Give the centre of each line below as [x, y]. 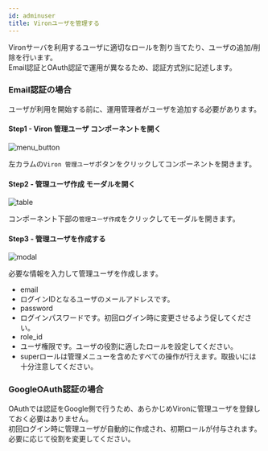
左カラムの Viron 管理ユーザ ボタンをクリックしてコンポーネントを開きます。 [132, 164]
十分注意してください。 [59, 367]
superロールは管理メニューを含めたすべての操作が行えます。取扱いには [138, 357]
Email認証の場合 [40, 90]
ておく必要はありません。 [51, 418]
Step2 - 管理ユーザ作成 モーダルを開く [72, 184]
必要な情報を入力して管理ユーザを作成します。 [85, 273]
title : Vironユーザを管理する [54, 23]
